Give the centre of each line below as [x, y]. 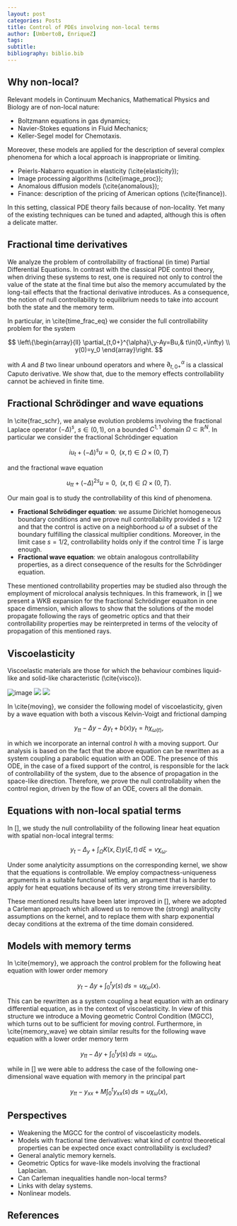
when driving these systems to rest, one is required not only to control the [115, 277]
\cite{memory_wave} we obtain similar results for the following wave [107, 1031]
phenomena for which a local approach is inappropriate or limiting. [104, 157]
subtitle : [22, 47]
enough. [30, 549]
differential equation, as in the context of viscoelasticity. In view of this [110, 1008]
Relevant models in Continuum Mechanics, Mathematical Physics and [109, 99]
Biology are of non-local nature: [54, 106]
